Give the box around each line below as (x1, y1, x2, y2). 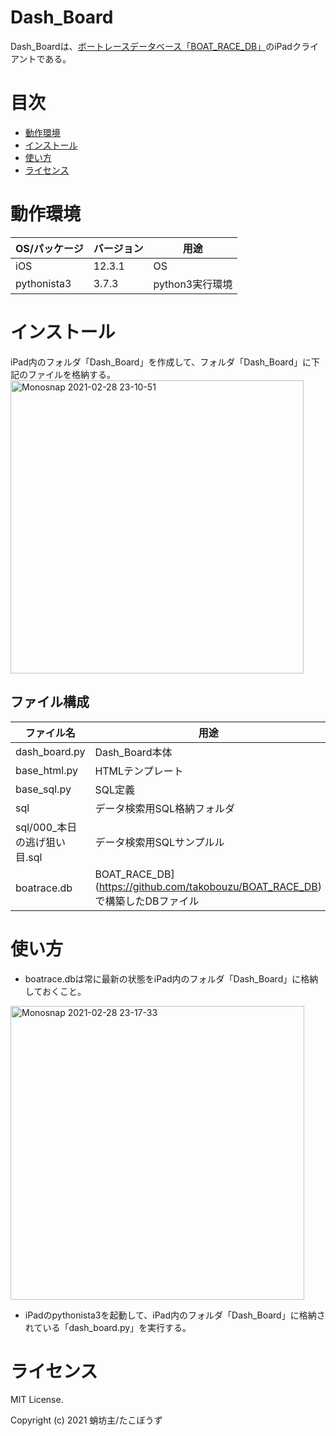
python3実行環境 (153, 277, 233, 291)
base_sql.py (15, 782, 72, 796)
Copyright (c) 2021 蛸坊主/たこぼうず (10, 1414, 163, 1426)
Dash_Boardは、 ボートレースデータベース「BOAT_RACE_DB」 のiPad (10, 40, 293, 52)
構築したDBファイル (104, 894, 200, 908)
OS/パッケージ (15, 241, 84, 255)
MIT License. (10, 1394, 64, 1406)
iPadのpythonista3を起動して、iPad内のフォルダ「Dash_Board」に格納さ (24, 1309, 326, 1321)
